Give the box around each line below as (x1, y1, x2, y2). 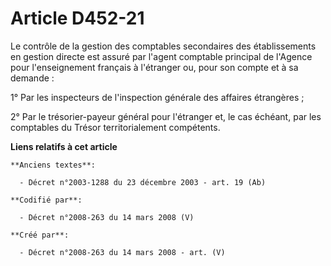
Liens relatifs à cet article (10, 140, 118, 152)
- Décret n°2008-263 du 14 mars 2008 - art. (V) (19, 247, 226, 257)
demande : (10, 72, 55, 84)
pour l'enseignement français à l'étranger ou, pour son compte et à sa (10, 61, 299, 73)
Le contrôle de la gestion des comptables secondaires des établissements (10, 40, 317, 52)
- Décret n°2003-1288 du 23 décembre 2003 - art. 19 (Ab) (19, 177, 267, 187)
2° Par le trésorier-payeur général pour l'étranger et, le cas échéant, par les (10, 110, 322, 122)
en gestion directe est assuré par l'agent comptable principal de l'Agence (10, 50, 313, 62)
